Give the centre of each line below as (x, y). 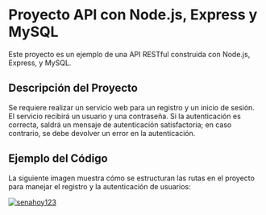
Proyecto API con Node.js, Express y (133, 15)
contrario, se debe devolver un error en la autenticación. (102, 133)
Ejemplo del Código (58, 159)
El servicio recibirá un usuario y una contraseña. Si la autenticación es (125, 116)
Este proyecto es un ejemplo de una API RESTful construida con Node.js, (129, 54)
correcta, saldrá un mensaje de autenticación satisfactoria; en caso (120, 124)
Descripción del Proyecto (73, 88)
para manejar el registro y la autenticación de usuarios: (100, 186)
